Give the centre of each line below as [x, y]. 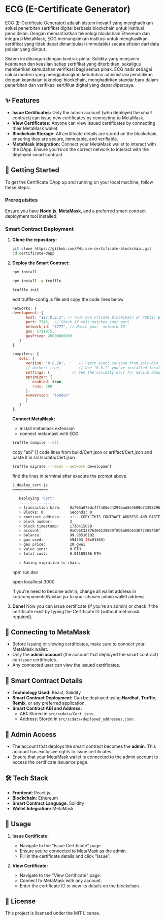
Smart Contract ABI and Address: [47, 708]
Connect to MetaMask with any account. [61, 880]
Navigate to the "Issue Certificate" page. [61, 845]
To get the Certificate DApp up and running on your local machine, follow [79, 182]
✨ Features [22, 101]
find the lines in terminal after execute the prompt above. [70, 476]
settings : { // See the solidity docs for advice [87, 372]
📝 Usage [18, 824]
